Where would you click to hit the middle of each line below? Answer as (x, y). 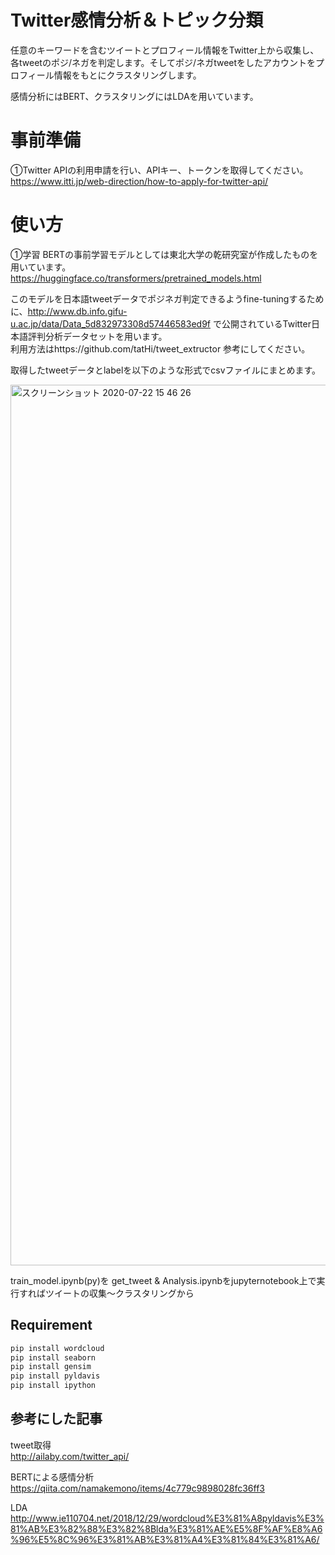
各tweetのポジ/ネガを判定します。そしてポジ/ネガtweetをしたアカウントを (163, 62)
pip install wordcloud (57, 1348)
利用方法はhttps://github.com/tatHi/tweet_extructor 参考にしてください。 (160, 348)
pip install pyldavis (55, 1376)
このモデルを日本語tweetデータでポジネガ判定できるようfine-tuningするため (167, 298)
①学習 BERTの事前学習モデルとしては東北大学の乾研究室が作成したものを (164, 254)
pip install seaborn (53, 1357)
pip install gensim (51, 1367)
